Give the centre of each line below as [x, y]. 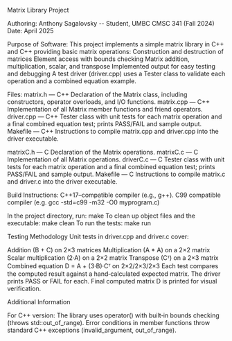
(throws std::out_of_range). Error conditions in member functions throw [108, 323]
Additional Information [39, 302]
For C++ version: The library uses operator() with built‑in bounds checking [113, 315]
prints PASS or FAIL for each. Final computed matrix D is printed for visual [112, 281]
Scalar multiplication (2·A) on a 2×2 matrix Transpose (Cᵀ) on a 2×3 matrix [113, 258]
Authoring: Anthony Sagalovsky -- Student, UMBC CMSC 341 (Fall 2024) [111, 23]
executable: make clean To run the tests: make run [79, 223]
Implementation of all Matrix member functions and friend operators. [105, 109]
